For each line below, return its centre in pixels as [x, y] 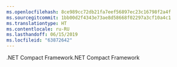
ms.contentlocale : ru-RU [38, 29]
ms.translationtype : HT [37, 23]
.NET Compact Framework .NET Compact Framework [73, 58]
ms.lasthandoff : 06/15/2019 [42, 35]
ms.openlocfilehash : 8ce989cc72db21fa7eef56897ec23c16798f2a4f [89, 12]
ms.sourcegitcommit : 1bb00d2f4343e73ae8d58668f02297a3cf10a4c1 [89, 18]
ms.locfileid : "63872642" [39, 40]
